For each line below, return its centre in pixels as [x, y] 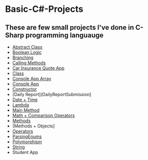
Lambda [21, 105]
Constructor [25, 89]
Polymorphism [27, 142]
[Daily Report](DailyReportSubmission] [52, 94]
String [19, 147]
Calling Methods [29, 63]
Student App [25, 152]
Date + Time [25, 100]
